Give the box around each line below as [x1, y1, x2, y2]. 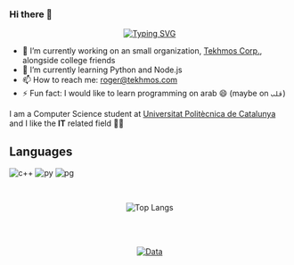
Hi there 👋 [9, 8, 53, 21]
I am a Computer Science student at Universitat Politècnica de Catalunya [9, 109, 276, 120]
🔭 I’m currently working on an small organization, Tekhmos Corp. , [21, 46, 263, 56]
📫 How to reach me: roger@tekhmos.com [21, 75, 178, 86]
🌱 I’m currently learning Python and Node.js [21, 64, 183, 75]
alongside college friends [21, 55, 116, 66]
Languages [9, 144, 73, 159]
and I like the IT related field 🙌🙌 [9, 118, 125, 128]
